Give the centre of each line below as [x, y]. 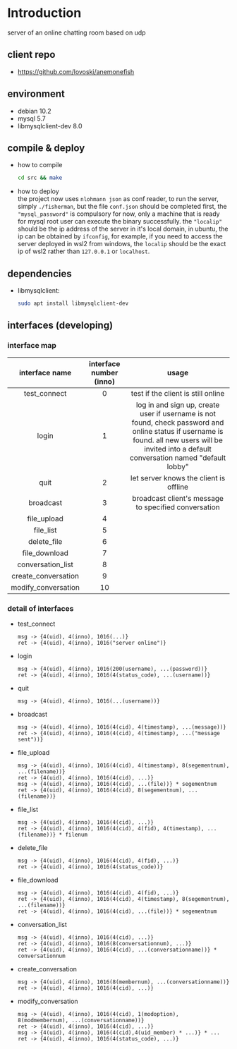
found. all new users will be [178, 440]
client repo [31, 55]
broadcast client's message [178, 498]
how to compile [40, 165]
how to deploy [38, 191]
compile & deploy [46, 148]
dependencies [39, 273]
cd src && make [40, 178]
